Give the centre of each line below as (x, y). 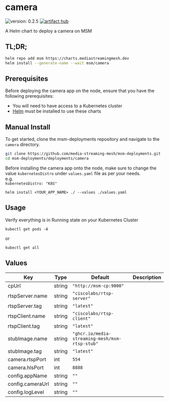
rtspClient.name (27, 316)
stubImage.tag (25, 351)
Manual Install (28, 127)
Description (147, 277)
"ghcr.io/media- (92, 333)
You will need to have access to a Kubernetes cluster (67, 106)
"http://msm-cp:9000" (98, 286)
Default (100, 277)
